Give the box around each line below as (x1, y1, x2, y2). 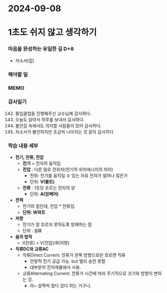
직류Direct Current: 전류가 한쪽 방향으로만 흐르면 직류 (22, 252, 126, 258)
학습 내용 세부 (8, 142, 39, 149)
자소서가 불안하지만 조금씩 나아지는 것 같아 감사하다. (15, 129, 115, 135)
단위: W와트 (22, 209, 46, 215)
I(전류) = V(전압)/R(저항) (22, 240, 70, 246)
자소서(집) (15, 57, 35, 64)
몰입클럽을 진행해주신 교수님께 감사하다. (15, 111, 92, 116)
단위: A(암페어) (29, 191, 59, 197)
